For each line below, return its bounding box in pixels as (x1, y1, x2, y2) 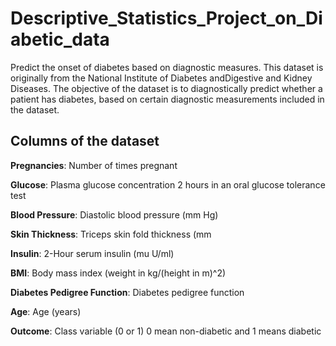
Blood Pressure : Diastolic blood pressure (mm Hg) (10, 208, 219, 221)
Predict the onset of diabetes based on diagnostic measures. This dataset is (10, 61, 324, 73)
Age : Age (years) (10, 305, 82, 317)
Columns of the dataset (10, 133, 160, 150)
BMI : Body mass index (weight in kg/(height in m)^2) (10, 267, 227, 279)
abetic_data (10, 28, 110, 51)
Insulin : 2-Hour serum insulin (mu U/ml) (10, 247, 175, 259)
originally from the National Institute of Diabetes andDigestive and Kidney (10, 72, 313, 84)
